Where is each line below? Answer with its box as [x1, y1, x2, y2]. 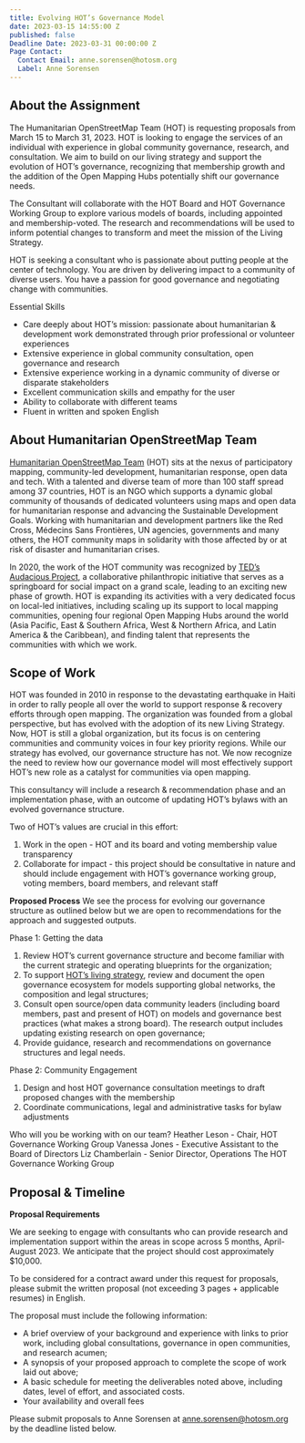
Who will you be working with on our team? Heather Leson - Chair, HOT [9, 1129, 278, 1140]
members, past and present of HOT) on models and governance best [22, 1008, 282, 1019]
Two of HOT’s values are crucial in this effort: [9, 821, 179, 832]
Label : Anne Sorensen [17, 65, 100, 74]
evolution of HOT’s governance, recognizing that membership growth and [9, 160, 285, 171]
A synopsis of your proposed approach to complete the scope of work [22, 1357, 287, 1368]
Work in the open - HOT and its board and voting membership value [22, 840, 278, 850]
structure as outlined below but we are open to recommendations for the [9, 905, 282, 916]
